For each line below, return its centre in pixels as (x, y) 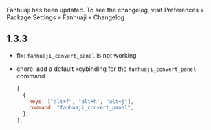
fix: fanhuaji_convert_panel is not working (76, 55)
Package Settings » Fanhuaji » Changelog (66, 17)
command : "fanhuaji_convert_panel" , (81, 108)
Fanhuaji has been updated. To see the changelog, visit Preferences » (105, 10)
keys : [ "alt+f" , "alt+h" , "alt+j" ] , (81, 101)
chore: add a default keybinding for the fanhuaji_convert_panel (106, 69)
